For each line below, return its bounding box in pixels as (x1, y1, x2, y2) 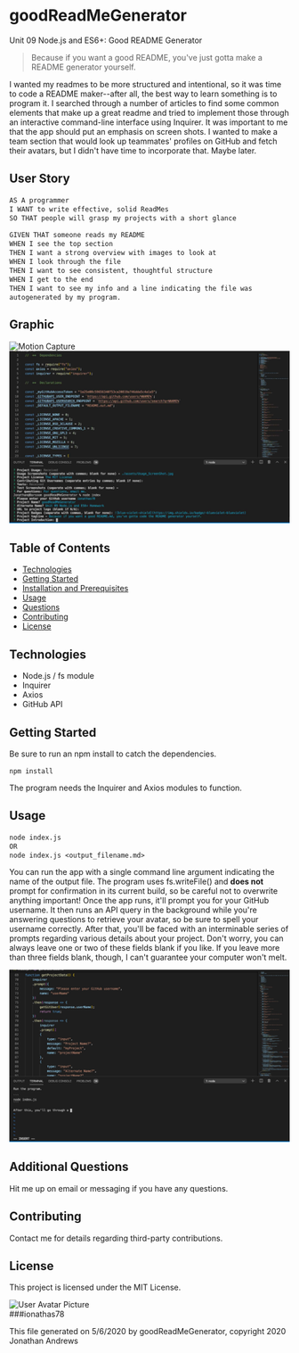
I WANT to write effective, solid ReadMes (9, 204, 169, 214)
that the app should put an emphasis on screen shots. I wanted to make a (9, 126, 279, 136)
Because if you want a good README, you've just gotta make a (30, 52, 263, 62)
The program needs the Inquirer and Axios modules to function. (9, 782, 243, 794)
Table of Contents (9, 540, 111, 556)
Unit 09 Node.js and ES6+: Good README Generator (9, 35, 203, 45)
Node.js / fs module (21, 671, 95, 681)
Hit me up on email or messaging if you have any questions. (9, 1183, 229, 1193)
